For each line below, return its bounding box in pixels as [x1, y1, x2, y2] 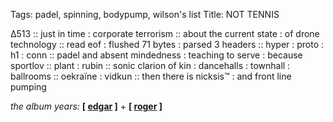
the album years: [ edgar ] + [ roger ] [10, 100, 163, 112]
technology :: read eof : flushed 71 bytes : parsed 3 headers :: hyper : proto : [10, 39, 325, 50]
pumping [10, 81, 47, 93]
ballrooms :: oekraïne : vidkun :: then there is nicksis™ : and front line [10, 70, 292, 82]
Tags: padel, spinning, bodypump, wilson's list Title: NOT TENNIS [10, 9, 280, 20]
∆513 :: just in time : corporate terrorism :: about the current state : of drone [10, 28, 320, 39]
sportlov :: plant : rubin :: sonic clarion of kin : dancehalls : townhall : [10, 60, 291, 71]
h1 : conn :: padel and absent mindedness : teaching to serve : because [10, 49, 303, 61]
